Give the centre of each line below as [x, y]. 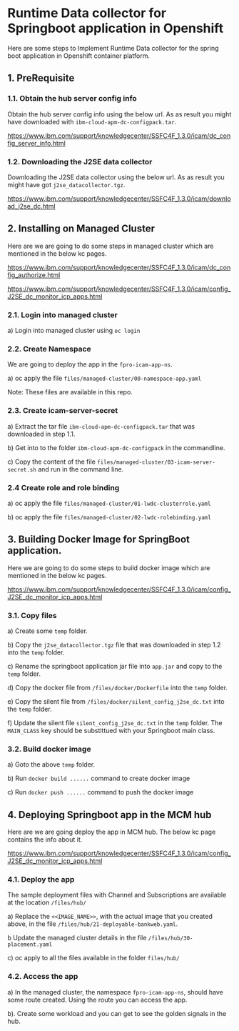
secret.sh [22, 469]
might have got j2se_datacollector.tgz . [66, 184]
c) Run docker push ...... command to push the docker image [101, 792]
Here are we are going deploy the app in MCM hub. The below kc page [112, 832]
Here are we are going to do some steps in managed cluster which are [111, 246]
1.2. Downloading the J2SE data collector [80, 161]
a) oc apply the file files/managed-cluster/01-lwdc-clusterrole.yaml [109, 503]
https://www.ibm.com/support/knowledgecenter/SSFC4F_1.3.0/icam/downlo [119, 199]
